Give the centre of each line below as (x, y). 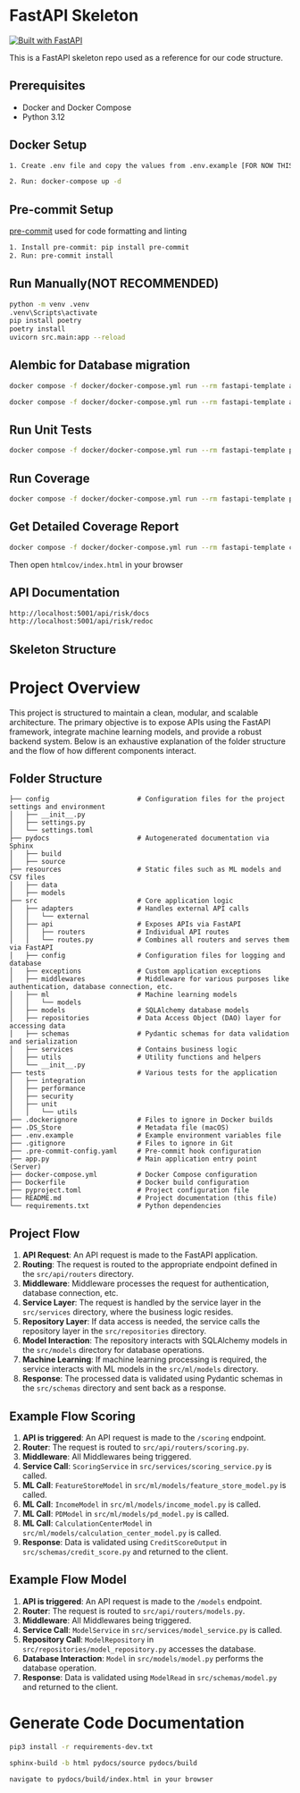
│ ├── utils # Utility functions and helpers (135, 1057)
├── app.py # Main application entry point (133, 1159)
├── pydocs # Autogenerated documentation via (139, 838)
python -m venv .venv (50, 304)
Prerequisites (47, 86)
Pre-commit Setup (62, 210)
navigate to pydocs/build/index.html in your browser (112, 1779)
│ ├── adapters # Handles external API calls (129, 909)
